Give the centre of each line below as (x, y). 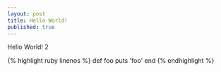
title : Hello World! (38, 20)
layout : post (26, 14)
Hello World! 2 (28, 47)
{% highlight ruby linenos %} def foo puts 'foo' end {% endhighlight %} (111, 61)
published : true (31, 27)
